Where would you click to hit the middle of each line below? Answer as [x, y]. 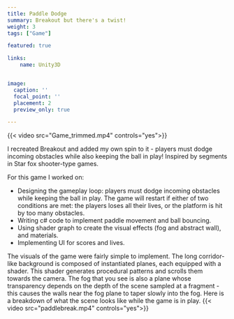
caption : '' [31, 90]
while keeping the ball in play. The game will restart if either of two [113, 198]
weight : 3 [22, 27]
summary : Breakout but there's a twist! [67, 20]
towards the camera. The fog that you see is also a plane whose [99, 279]
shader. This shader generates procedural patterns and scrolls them [105, 271]
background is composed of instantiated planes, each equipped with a [120, 264]
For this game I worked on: [46, 177]
